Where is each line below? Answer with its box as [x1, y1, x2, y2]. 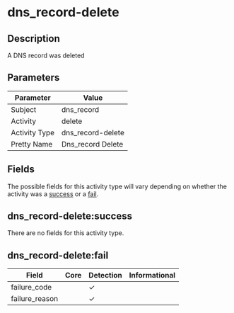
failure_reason [11, 294, 59, 304]
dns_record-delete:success [7, 210, 133, 222]
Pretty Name [11, 139, 53, 149]
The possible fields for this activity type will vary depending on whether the [7, 182, 228, 190]
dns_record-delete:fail [7, 249, 109, 261]
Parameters [7, 72, 60, 84]
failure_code [11, 283, 52, 292]
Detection [88, 271, 122, 280]
